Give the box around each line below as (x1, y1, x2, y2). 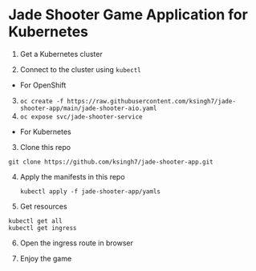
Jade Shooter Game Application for (8, 6, 249, 24)
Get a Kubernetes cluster (19, 49, 103, 59)
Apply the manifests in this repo (19, 172, 126, 181)
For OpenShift (19, 80, 67, 90)
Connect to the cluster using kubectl (19, 64, 142, 74)
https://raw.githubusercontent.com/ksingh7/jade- (67, 97, 237, 105)
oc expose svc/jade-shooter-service (19, 112, 143, 121)
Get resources (19, 201, 67, 211)
